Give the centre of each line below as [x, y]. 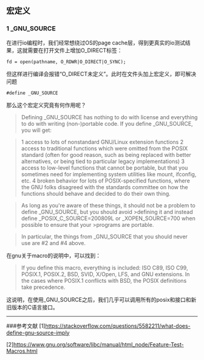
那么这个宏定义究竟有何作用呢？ [46, 105]
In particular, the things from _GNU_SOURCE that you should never [104, 237]
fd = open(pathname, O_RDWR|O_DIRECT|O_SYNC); [66, 62]
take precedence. [43, 287]
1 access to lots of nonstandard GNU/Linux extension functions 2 [102, 142]
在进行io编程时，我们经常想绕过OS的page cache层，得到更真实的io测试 [96, 43]
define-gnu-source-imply [38, 333]
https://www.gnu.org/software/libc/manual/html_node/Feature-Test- [98, 344]
